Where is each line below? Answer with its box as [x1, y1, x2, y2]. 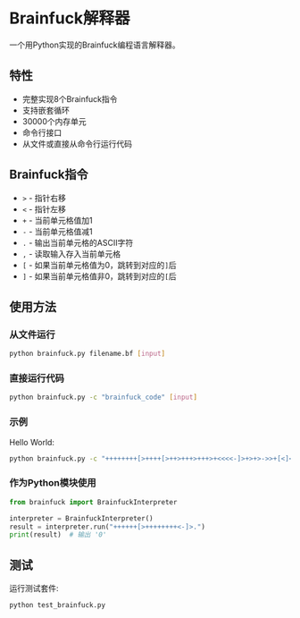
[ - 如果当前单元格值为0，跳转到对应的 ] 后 [21, 259, 177, 270]
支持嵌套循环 [21, 105, 70, 115]
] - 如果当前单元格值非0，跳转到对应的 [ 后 [21, 270, 177, 282]
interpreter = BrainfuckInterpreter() [9, 513, 154, 523]
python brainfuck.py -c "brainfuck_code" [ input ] [9, 393, 198, 402]
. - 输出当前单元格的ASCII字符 [21, 237, 134, 248]
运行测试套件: [9, 583, 60, 594]
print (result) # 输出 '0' [9, 530, 107, 539]
